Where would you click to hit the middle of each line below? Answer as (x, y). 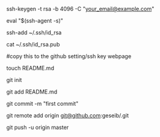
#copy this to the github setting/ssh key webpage (69, 56)
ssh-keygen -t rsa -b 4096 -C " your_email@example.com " (80, 9)
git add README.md (32, 92)
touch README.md (30, 68)
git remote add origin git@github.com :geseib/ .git (68, 115)
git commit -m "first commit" (42, 104)
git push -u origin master (38, 127)
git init (14, 80)
